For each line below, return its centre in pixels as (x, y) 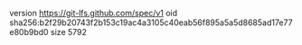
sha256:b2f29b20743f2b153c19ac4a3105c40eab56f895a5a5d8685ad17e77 (151, 22)
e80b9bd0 (29, 32)
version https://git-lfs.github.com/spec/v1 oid (94, 13)
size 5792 (69, 32)
